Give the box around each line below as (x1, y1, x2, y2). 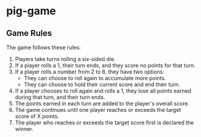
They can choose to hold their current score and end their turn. (23, 81, 180, 88)
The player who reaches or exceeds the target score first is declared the (14, 119, 194, 126)
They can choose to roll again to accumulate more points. (23, 75, 166, 81)
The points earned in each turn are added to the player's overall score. (14, 100, 190, 107)
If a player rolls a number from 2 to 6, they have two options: (14, 68, 164, 75)
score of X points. (14, 112, 59, 120)
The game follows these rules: (6, 44, 81, 51)
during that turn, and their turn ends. (14, 94, 106, 101)
